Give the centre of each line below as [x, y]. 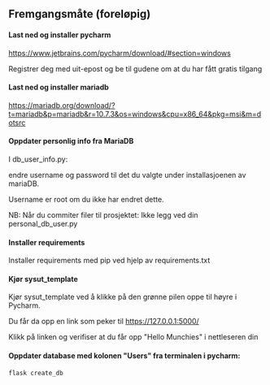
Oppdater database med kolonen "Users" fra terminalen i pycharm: [124, 356]
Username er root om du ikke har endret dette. [86, 199]
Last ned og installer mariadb [59, 87]
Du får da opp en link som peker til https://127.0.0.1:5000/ [104, 322]
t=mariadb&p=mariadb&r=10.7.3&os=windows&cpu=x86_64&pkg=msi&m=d [135, 114]
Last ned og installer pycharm [60, 35]
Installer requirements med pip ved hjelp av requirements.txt [109, 261]
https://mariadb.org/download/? [62, 105]
